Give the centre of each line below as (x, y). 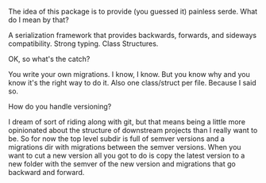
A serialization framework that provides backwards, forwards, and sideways (132, 35)
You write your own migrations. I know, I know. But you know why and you (129, 74)
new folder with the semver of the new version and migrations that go (122, 164)
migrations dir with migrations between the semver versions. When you (125, 147)
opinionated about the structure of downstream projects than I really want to (133, 130)
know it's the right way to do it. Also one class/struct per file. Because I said (132, 83)
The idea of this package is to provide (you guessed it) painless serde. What (133, 11)
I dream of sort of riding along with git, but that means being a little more (127, 122)
